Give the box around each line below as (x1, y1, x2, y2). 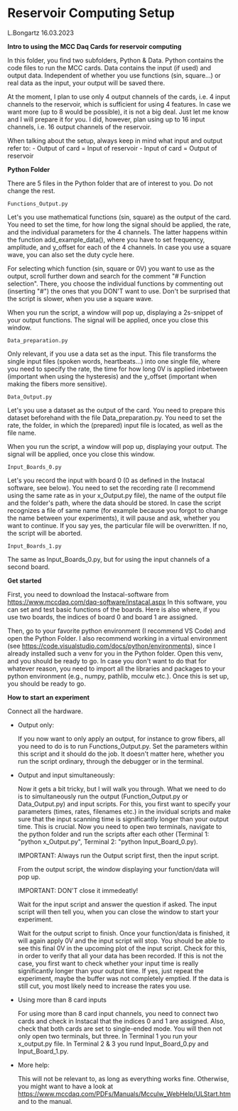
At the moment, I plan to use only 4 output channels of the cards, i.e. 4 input (7, 92, 231, 101)
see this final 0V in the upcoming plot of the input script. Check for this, (17, 943, 227, 953)
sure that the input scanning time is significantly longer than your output (17, 815, 229, 823)
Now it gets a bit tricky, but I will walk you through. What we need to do (17, 784, 227, 793)
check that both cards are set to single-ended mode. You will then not (17, 1024, 222, 1033)
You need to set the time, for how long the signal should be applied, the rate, (7, 220, 232, 229)
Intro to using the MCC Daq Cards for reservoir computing (7, 42, 182, 50)
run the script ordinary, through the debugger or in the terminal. (17, 757, 204, 765)
